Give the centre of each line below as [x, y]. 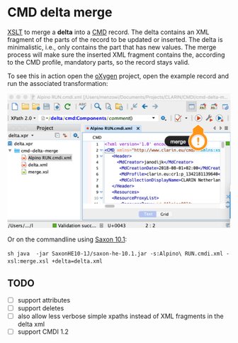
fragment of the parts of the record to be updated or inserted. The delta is [115, 39]
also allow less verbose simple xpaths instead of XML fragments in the [121, 316]
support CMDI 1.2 [43, 332]
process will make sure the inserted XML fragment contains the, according [116, 55]
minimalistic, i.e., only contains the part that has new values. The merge [112, 47]
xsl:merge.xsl [28, 261]
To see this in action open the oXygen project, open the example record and [118, 76]
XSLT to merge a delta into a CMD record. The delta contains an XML [109, 32]
